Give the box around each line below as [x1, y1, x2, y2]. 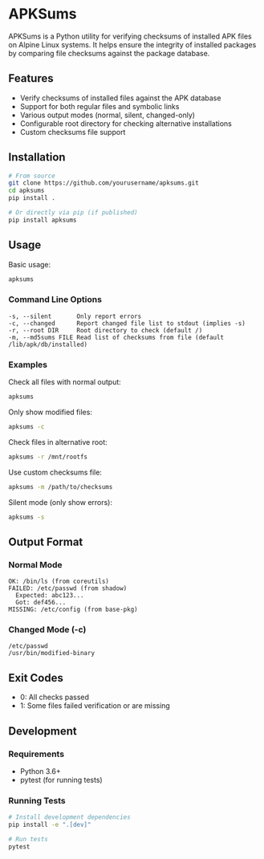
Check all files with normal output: [8, 377, 122, 387]
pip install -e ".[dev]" [8, 820, 91, 829]
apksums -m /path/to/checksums [8, 482, 113, 491]
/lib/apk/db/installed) [8, 340, 88, 348]
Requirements [8, 748, 65, 759]
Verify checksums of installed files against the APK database [19, 93, 221, 103]
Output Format [8, 535, 83, 548]
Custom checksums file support [19, 127, 126, 136]
